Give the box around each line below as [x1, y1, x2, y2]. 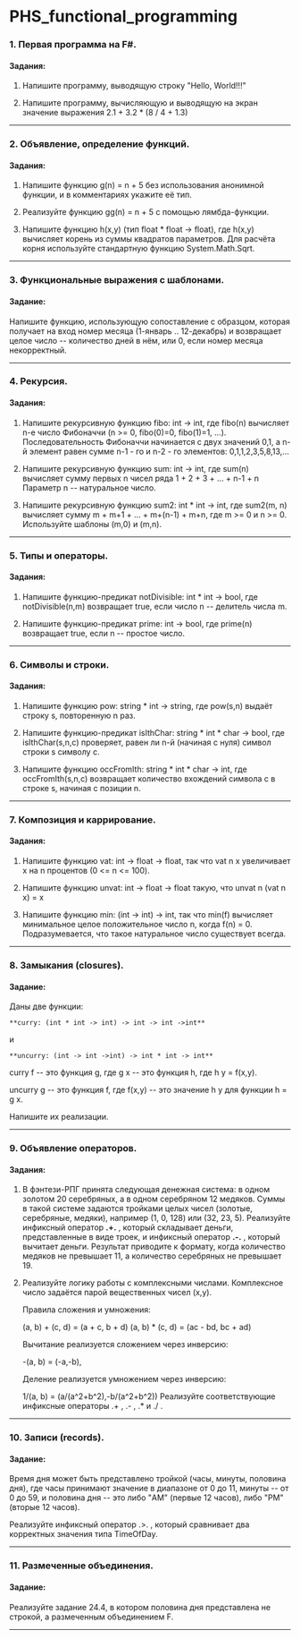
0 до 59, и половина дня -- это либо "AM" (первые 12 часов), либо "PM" [9, 1492, 284, 1503]
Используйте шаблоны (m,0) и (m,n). [21, 518, 162, 529]
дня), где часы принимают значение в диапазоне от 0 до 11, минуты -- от [9, 1483, 289, 1494]
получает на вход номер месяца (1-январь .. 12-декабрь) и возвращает [9, 325, 282, 337]
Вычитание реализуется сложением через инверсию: [21, 1339, 229, 1350]
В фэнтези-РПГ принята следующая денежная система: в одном [21, 1184, 271, 1195]
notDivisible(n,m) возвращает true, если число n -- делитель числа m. [21, 601, 287, 611]
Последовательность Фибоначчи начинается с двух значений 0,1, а [21, 436, 281, 447]
